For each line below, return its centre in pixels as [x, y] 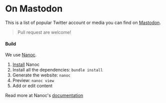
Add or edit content [32, 86]
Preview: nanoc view [33, 80]
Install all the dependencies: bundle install [57, 70]
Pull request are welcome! [44, 32]
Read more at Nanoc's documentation [44, 95]
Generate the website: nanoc [41, 75]
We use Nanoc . [21, 55]
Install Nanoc [26, 64]
